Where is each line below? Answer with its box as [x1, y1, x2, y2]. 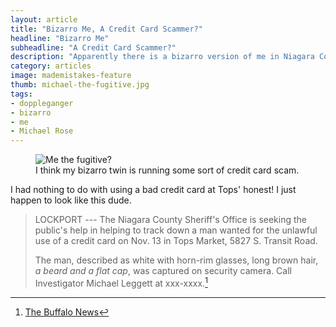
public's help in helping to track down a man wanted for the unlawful [34, 224, 318, 236]
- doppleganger [10, 98, 74, 108]
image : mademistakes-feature [10, 71, 132, 81]
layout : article [10, 14, 78, 25]
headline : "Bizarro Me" [10, 33, 110, 43]
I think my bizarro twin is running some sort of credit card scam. [35, 164, 300, 176]
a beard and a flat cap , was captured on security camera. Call [34, 265, 292, 277]
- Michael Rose [10, 126, 74, 136]
